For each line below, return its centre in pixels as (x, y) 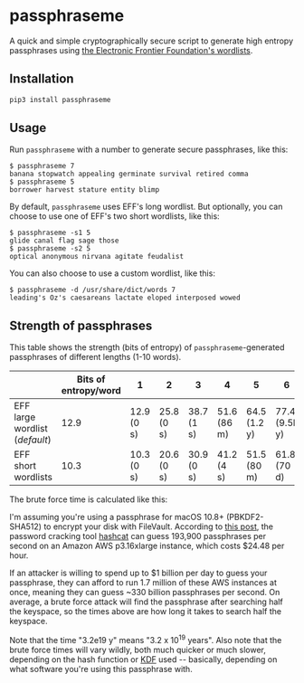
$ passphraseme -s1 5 (50, 233)
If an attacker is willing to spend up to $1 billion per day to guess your (138, 573)
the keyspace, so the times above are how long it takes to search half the (146, 612)
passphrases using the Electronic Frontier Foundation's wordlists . (131, 50)
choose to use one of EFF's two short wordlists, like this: (114, 216)
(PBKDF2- (245, 517)
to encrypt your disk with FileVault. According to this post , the (159, 526)
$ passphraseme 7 (42, 166)
